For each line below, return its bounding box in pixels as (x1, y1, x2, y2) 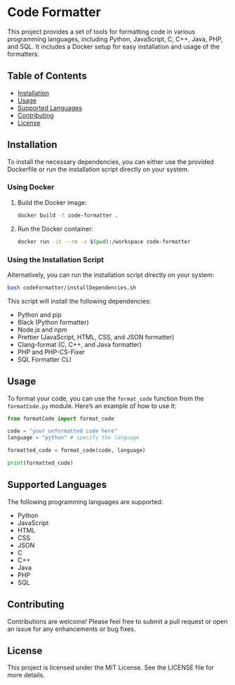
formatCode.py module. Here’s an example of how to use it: (7, 401, 177, 410)
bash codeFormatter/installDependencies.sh (7, 284, 137, 291)
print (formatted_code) (7, 460, 74, 467)
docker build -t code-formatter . (17, 212, 119, 219)
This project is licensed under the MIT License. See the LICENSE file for (7, 663, 215, 672)
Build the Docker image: (17, 198, 88, 207)
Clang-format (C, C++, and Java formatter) (17, 340, 142, 348)
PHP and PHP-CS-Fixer (17, 348, 86, 356)
